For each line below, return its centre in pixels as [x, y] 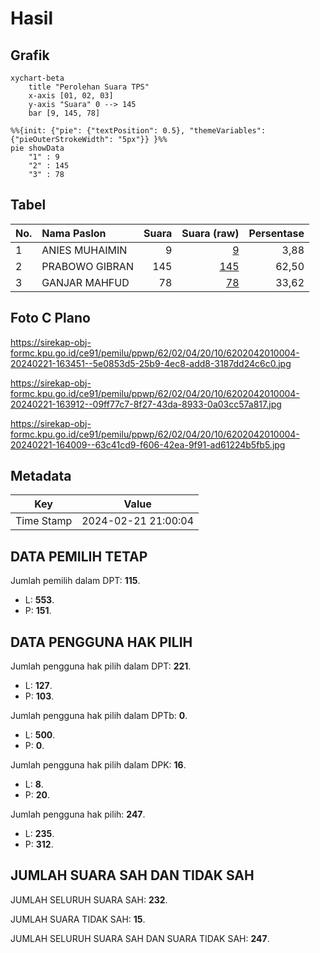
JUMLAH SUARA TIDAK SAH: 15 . [78, 919]
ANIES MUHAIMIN [84, 250]
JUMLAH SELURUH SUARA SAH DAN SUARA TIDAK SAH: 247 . [140, 938]
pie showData [37, 148]
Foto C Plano [50, 318]
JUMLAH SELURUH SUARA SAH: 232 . [89, 899]
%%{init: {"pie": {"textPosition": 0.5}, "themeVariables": [138, 131]
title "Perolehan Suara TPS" [89, 87]
